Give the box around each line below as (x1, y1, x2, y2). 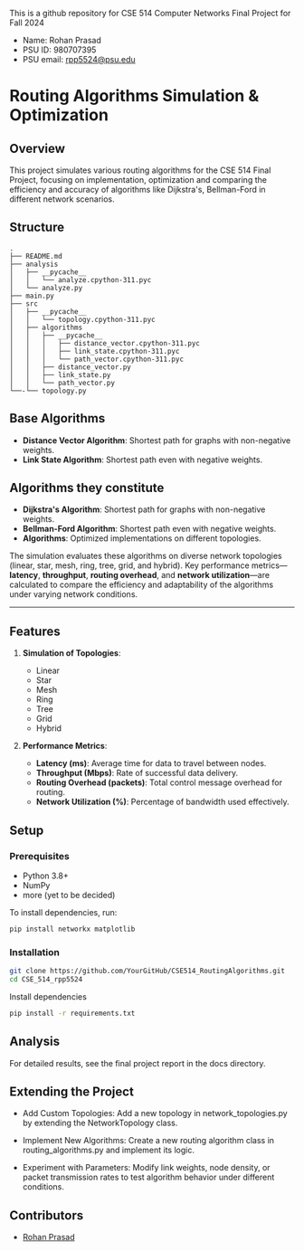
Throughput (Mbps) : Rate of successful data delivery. (35, 768, 239, 779)
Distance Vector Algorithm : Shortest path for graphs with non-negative (22, 434, 291, 446)
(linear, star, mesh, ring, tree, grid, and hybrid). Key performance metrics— (9, 560, 288, 571)
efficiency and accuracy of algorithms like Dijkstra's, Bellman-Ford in (9, 185, 266, 194)
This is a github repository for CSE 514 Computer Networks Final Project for (9, 8, 291, 18)
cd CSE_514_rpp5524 (9, 974, 83, 984)
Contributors (9, 1208, 84, 1223)
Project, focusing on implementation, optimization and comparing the (9, 175, 267, 185)
